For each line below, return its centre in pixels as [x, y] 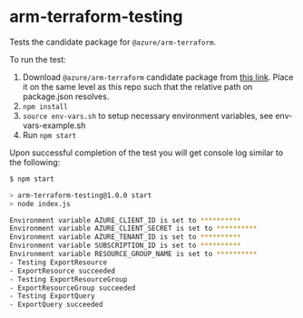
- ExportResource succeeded [63, 271]
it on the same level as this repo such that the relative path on [137, 86]
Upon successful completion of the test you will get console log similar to [147, 153]
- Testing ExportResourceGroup [68, 279]
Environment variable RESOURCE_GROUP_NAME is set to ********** [133, 254]
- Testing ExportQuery [52, 296]
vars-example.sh [54, 125]
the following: [35, 162]
